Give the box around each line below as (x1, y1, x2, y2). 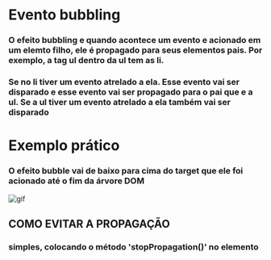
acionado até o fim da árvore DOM (8, 175, 145, 187)
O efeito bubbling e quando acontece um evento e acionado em (8, 35, 261, 46)
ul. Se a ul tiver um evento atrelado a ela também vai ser (8, 97, 231, 108)
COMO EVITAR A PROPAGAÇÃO (8, 216, 171, 231)
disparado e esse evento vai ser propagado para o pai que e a (8, 86, 253, 98)
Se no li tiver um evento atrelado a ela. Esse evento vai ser (8, 77, 240, 88)
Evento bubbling (8, 6, 121, 24)
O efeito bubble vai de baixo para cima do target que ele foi (8, 166, 244, 177)
